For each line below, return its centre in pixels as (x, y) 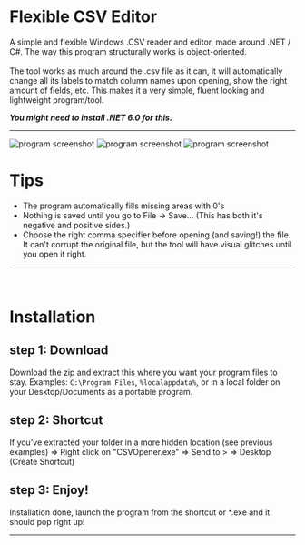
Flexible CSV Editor (83, 17)
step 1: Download (59, 351)
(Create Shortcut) (42, 461)
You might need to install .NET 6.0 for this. (91, 117)
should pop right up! (47, 521)
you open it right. (54, 254)
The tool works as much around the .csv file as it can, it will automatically (146, 71)
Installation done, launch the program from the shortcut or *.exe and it (140, 512)
